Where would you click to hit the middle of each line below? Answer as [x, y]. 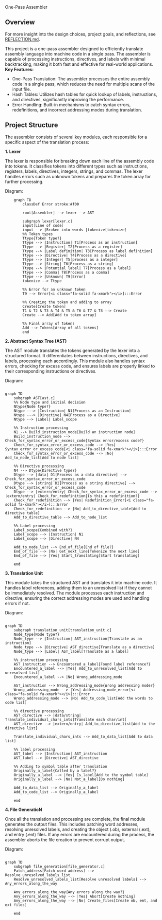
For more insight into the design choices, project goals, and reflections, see [81, 34]
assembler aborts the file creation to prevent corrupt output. [65, 840]
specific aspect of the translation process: [47, 142]
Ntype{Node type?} [32, 406]
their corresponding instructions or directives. [51, 371]
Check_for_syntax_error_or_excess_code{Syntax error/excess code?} [75, 441]
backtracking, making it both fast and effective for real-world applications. [79, 64]
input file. [21, 89]
